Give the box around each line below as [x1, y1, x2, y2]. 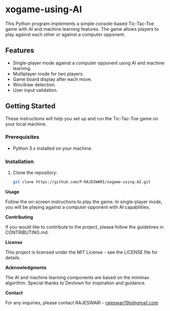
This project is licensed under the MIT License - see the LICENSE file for [5, 249, 158, 255]
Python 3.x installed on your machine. [12, 145, 93, 151]
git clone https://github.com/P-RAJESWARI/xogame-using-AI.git [12, 180, 151, 185]
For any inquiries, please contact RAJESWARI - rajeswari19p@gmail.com [5, 300, 159, 306]
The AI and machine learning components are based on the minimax [5, 275, 150, 281]
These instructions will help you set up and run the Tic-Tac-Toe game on [5, 115, 159, 121]
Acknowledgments [5, 264, 47, 271]
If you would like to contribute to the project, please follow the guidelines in [5, 224, 164, 230]
